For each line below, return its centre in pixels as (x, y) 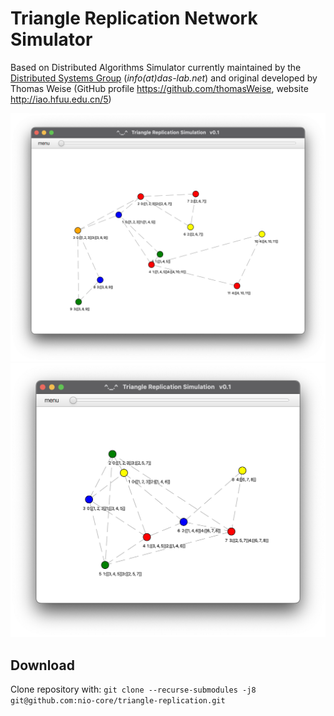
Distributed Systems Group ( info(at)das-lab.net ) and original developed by (164, 78)
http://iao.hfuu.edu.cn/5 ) (61, 99)
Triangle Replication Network (134, 18)
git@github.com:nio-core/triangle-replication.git (118, 700)
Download (42, 665)
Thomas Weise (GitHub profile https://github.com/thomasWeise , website (159, 88)
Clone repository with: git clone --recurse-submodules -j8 (133, 689)
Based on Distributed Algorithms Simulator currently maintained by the (156, 67)
